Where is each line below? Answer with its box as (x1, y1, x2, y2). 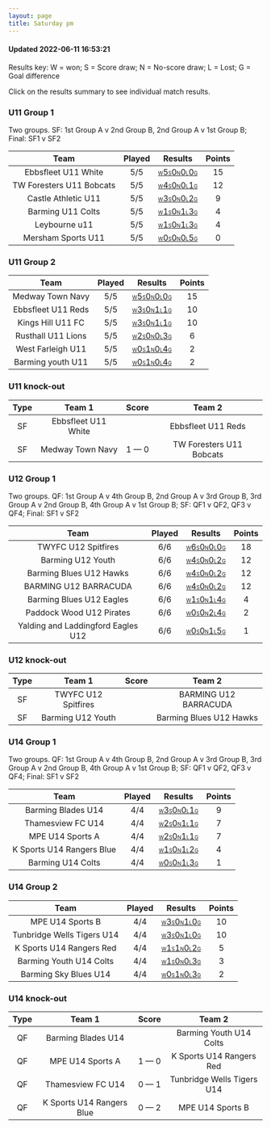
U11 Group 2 (8, 256, 56, 268)
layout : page (8, 11, 52, 20)
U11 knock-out (8, 381, 65, 392)
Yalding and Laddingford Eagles (17, 620, 139, 631)
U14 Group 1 (8, 736, 56, 748)
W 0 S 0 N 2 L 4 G (186, 607, 226, 618)
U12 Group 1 (8, 473, 56, 484)
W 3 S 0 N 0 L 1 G (158, 805, 199, 816)
